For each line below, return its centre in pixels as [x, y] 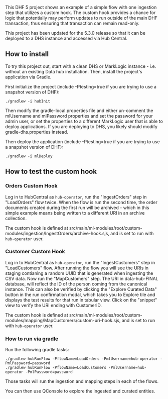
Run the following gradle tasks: [37, 350]
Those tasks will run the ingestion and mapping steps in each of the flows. [82, 381]
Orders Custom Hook [31, 186]
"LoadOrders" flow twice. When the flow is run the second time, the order [81, 202]
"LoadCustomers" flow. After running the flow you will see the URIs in [77, 268]
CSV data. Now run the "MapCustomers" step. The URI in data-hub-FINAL [82, 278]
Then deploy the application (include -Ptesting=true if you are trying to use [82, 141]
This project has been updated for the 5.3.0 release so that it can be [75, 33]
